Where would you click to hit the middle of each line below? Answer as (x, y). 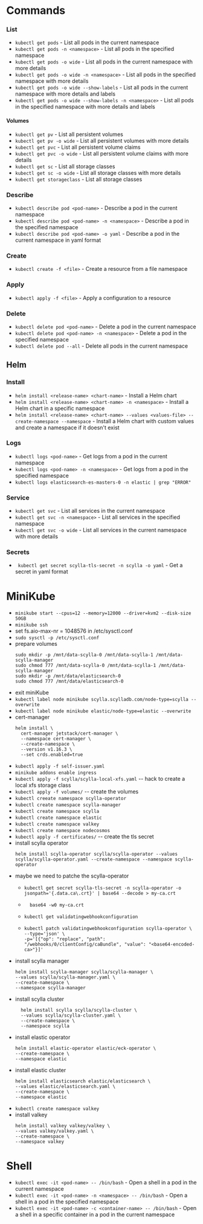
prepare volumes (36, 644)
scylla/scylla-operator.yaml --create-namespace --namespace (94, 859)
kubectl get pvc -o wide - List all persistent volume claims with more (101, 153)
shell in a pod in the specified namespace (67, 1202)
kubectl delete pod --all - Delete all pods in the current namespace (101, 346)
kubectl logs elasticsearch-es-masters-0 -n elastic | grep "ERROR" (103, 482)
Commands (36, 11)
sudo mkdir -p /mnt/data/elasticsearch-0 (68, 676)
